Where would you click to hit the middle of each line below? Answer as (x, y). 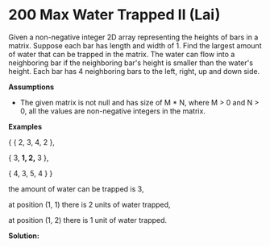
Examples (25, 126)
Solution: (24, 236)
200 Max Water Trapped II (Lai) (114, 15)
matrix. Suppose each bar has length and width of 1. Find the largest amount (135, 45)
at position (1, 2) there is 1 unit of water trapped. (88, 220)
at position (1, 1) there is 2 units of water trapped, (89, 204)
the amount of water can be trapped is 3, (76, 189)
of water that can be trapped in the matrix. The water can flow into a (122, 54)
